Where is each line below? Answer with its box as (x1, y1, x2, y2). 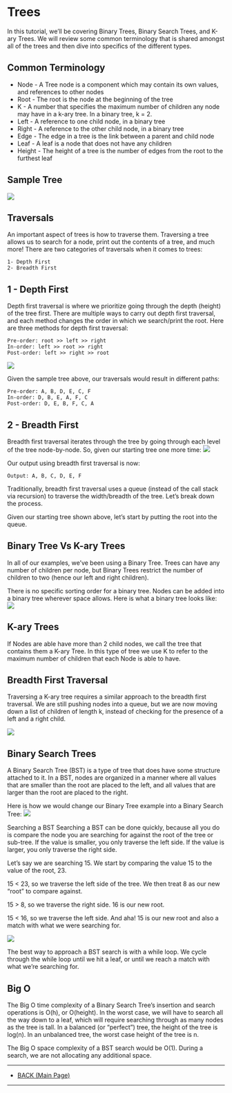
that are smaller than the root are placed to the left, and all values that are (7, 781, 216, 789)
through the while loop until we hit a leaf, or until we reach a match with (7, 955, 211, 963)
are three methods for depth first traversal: (7, 324, 129, 333)
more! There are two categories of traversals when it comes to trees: (7, 245, 202, 254)
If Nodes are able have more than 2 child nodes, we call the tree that (7, 639, 202, 648)
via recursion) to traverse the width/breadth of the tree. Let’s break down (7, 492, 215, 500)
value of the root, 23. (7, 866, 67, 875)
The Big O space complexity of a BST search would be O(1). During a (7, 1044, 204, 1052)
